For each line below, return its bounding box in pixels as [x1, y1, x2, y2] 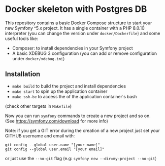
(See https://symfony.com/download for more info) [5, 118, 108, 124]
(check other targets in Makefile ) [5, 103, 72, 109]
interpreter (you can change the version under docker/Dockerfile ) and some [5, 30, 161, 36]
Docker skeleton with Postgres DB [5, 3, 147, 15]
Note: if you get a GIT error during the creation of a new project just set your [5, 127, 160, 133]
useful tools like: [5, 36, 38, 41]
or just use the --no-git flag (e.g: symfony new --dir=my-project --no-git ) [5, 155, 157, 161]
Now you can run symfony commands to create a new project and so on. [5, 113, 151, 119]
